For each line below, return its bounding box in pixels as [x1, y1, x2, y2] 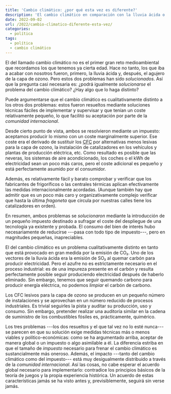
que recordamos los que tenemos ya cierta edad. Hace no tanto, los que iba [5, 65, 164, 71]
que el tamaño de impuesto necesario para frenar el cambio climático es [5, 345, 157, 351]
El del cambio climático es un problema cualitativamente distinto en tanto [5, 244, 159, 250]
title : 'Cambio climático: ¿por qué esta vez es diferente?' [5, 7, 138, 13]
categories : [5, 27, 31, 32]
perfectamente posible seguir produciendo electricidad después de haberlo [5, 271, 164, 277]
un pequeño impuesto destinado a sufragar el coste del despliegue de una [5, 218, 161, 224]
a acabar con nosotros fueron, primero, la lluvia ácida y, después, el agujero [5, 70, 165, 76]
